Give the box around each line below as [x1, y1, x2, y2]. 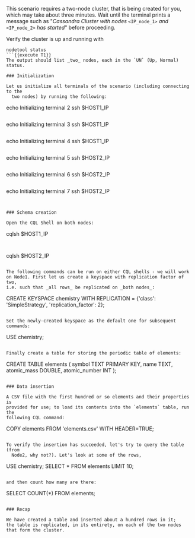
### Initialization [6, 73, 55, 79]
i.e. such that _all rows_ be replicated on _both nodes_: [6, 284, 155, 290]
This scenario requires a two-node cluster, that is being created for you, [6, 5, 182, 12]
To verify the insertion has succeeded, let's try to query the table [6, 442, 184, 448]
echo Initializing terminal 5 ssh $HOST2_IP [6, 154, 110, 161]
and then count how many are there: [6, 479, 97, 485]
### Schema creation [6, 210, 57, 216]
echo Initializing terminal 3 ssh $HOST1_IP [6, 121, 109, 128]
